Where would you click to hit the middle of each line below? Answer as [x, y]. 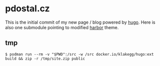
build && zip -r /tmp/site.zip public [45, 59]
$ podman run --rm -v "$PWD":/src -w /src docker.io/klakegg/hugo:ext [80, 54]
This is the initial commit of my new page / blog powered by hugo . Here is [80, 22]
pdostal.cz [27, 9]
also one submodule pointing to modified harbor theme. [62, 27]
